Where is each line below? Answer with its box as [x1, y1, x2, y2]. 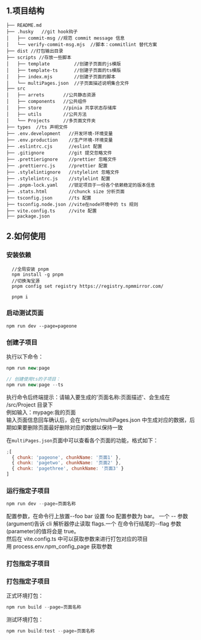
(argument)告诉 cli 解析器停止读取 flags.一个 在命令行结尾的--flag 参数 [6, 520, 182, 527]
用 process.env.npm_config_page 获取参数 [6, 543, 113, 550]
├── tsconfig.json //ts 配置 [6, 195, 92, 201]
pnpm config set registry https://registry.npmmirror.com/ [12, 283, 164, 289]
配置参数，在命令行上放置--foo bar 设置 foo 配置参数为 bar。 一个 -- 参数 [6, 513, 189, 520]
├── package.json [6, 213, 50, 219]
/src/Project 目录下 [6, 401, 53, 408]
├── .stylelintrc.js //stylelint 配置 [6, 175, 111, 182]
